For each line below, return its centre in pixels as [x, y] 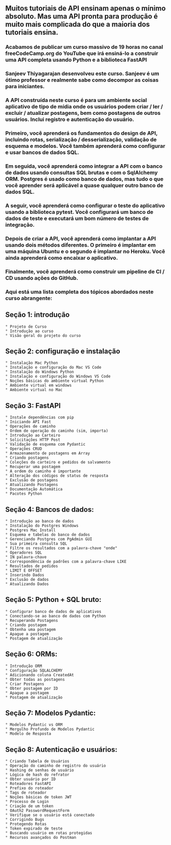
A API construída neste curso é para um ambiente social [76, 100]
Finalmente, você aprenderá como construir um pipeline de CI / [85, 271]
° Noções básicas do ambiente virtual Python [54, 381]
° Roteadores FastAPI [28, 784]
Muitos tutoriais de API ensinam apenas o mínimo [86, 8]
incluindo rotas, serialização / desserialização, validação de [81, 139]
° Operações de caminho [31, 427]
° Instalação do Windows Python [40, 372]
